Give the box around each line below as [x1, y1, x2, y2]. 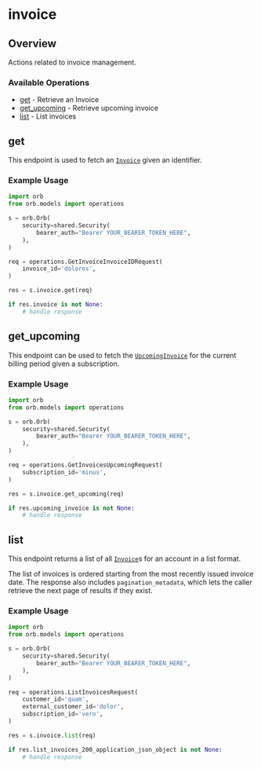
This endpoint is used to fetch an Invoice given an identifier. [8, 156, 202, 165]
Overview [8, 37, 57, 50]
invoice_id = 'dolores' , [22, 265, 96, 273]
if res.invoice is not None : [8, 301, 103, 309]
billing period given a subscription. [8, 359, 120, 368]
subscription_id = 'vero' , [22, 710, 103, 718]
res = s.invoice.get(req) [8, 287, 92, 295]
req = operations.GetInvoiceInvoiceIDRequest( [8, 258, 163, 265]
